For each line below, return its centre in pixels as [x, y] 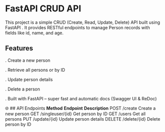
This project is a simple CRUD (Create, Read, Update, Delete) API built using [82, 22]
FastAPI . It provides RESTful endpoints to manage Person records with [78, 27]
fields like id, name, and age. [34, 33]
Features [19, 48]
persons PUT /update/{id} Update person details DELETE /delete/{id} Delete [83, 119]
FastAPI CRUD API [43, 9]
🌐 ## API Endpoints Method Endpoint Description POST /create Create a [81, 108]
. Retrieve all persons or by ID [35, 70]
